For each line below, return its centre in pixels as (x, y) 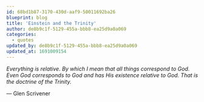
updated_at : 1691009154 (37, 52)
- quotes (23, 40)
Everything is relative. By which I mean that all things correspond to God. (98, 69)
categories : (21, 35)
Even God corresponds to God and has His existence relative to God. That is (102, 75)
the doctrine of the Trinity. (39, 81)
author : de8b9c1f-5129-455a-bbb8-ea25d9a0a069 (66, 29)
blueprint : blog (27, 18)
